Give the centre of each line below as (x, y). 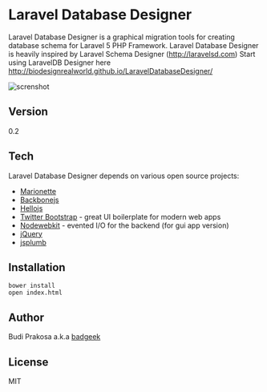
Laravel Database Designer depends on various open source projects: (124, 176)
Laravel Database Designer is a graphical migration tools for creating (121, 37)
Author (26, 317)
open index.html (35, 293)
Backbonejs (39, 200)
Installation (37, 267)
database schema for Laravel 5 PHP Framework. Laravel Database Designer (133, 45)
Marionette (38, 191)
